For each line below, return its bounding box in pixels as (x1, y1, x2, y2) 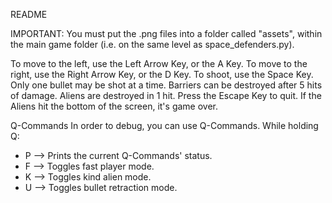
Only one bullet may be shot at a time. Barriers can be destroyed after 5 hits (10, 79, 323, 91)
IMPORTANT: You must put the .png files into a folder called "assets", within (10, 28, 323, 39)
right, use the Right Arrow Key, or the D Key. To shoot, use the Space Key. (10, 69, 314, 80)
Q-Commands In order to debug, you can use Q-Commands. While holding (10, 120, 319, 131)
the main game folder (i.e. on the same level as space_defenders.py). (10, 39, 295, 50)
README (10, 9, 48, 20)
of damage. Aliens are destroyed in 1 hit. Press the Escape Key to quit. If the (10, 90, 322, 101)
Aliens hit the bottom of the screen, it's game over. (10, 100, 219, 112)
